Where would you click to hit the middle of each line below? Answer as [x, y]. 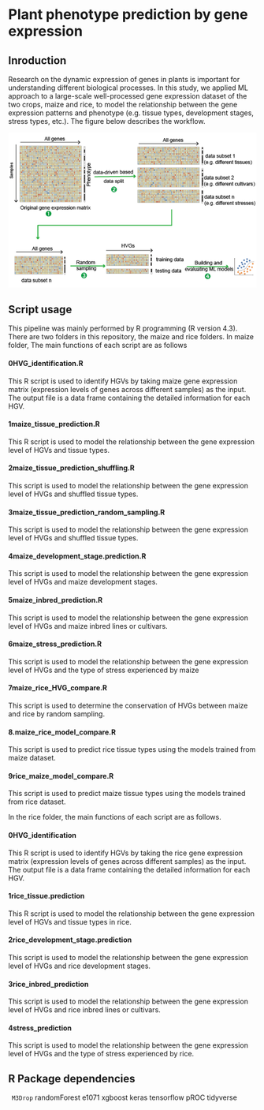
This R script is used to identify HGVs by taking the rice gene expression [125, 853]
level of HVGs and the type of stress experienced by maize [104, 670]
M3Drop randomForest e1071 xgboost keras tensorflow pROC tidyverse [125, 1097]
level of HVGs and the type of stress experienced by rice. [101, 1054]
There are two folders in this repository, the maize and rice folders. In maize [131, 337]
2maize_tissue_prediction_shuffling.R [72, 468]
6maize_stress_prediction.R [55, 644]
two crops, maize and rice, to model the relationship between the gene [123, 105]
